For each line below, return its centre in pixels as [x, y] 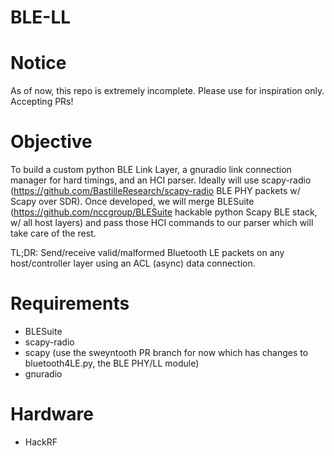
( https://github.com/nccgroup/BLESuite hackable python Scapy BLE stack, [164, 212]
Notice [38, 63]
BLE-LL [41, 17]
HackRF [41, 442]
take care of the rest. [53, 233]
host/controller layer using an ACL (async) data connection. [133, 263]
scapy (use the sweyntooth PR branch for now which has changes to [166, 352]
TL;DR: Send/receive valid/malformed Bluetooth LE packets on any [147, 253]
